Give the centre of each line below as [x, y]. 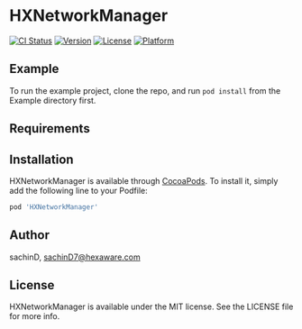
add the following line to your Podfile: [79, 190]
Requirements [50, 128]
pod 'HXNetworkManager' [54, 207]
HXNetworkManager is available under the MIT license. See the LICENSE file [151, 306]
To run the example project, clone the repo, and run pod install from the [145, 90]
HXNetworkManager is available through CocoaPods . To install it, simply [144, 180]
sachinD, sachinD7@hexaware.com [75, 257]
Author [29, 235]
